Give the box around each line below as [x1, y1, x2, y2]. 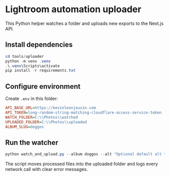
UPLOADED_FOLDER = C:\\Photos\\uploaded [5, 119, 87, 125]
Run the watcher [5, 138, 59, 147]
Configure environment [5, 82, 81, 91]
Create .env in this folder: [5, 95, 58, 102]
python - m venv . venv [5, 58, 51, 64]
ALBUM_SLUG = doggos [5, 124, 44, 129]
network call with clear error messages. [5, 166, 88, 172]
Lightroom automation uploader [5, 4, 142, 15]
